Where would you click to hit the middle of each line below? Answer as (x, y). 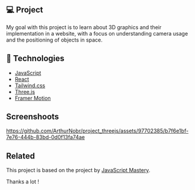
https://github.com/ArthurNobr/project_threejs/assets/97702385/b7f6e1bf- (97, 131)
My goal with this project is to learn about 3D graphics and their (84, 27)
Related (21, 156)
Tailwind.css (30, 85)
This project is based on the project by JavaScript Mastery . (78, 170)
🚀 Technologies (35, 58)
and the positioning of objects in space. (54, 40)
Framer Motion (33, 98)
